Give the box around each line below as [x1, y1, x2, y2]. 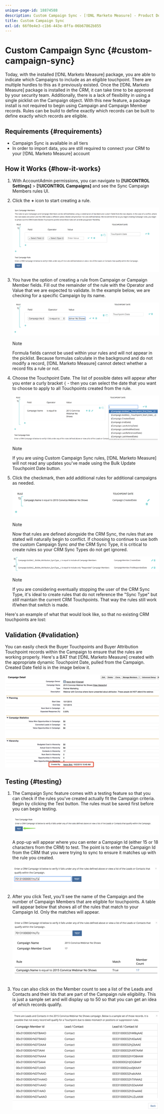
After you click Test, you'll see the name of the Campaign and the [12, 893, 144, 899]
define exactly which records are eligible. [5, 113, 88, 119]
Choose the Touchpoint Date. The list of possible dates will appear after [12, 375, 157, 381]
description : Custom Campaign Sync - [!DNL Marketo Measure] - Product [5, 13, 154, 18]
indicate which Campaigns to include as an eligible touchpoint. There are [5, 77, 152, 83]
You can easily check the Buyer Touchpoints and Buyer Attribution [5, 644, 139, 650]
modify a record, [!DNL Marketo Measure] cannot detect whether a [12, 360, 147, 366]
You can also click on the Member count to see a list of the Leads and [12, 986, 153, 992]
